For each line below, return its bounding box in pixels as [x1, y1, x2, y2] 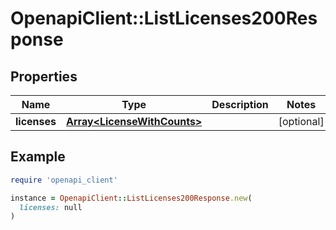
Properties [10, 68, 78, 85]
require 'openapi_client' [10, 175, 118, 185]
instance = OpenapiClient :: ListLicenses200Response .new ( [10, 193, 253, 203]
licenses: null [19, 202, 83, 212]
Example [10, 148, 66, 166]
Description [211, 98, 269, 111]
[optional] [278, 115, 325, 128]
